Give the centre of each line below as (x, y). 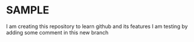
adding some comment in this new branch (57, 32)
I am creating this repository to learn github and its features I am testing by (97, 26)
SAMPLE (28, 10)
